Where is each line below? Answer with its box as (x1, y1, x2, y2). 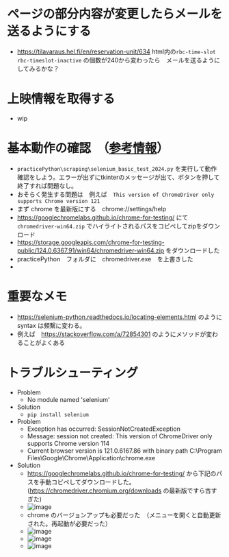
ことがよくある (23, 338, 66, 346)
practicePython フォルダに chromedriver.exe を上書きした (16, 254, 193, 263)
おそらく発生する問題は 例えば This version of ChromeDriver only (16, 190, 215, 198)
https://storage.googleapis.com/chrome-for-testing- (16, 238, 165, 246)
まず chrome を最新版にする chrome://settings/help (16, 204, 167, 213)
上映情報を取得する (7, 91, 116, 107)
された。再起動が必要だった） (27, 519, 111, 528)
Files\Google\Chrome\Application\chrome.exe (27, 453, 156, 462)
